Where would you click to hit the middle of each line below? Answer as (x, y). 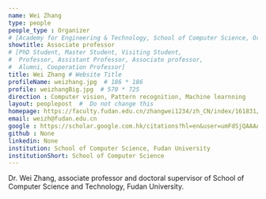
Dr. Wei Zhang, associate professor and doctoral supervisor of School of (126, 178)
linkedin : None (33, 141)
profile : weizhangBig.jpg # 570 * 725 (74, 89)
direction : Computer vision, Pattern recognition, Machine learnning (127, 97)
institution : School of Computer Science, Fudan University (110, 148)
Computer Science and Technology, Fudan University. (96, 186)
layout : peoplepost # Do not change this (81, 104)
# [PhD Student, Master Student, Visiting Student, (95, 52)
